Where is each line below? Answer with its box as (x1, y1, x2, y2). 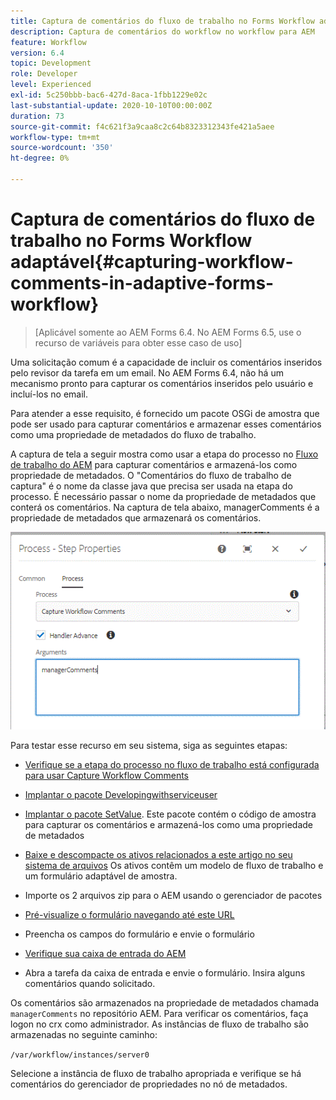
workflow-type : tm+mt (10, 132, 101, 142)
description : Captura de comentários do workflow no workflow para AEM (10, 26, 315, 37)
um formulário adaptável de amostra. (24, 870, 178, 882)
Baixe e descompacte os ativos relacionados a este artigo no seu (24, 848, 293, 860)
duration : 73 (10, 111, 65, 121)
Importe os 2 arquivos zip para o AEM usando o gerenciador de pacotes (24, 889, 323, 901)
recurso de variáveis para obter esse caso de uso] (34, 336, 243, 349)
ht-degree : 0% (10, 153, 70, 164)
